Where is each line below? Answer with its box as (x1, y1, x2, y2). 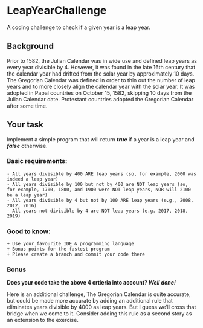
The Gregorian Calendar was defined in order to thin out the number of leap (7, 76, 196, 83)
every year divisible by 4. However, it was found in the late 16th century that (7, 63, 196, 71)
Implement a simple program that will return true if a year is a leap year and (7, 135, 195, 143)
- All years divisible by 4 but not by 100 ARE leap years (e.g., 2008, (7, 197, 194, 203)
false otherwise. (7, 142, 48, 149)
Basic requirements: (7, 157, 68, 166)
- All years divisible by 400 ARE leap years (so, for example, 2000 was (7, 170, 197, 177)
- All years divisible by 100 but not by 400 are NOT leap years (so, (7, 181, 188, 187)
